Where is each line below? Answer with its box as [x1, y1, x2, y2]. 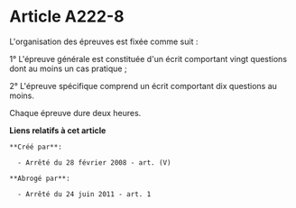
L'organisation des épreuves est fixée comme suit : [9, 36, 199, 47]
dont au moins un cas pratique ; [9, 63, 128, 74]
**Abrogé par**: [9, 174, 70, 183]
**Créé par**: [9, 142, 63, 151]
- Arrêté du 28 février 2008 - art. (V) [17, 158, 171, 167]
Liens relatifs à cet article [9, 124, 106, 136]
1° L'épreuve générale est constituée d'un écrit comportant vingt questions [9, 53, 287, 64]
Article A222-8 [9, 6, 125, 27]
